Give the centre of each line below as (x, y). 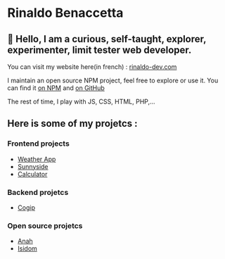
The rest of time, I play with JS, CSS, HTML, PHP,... (82, 101)
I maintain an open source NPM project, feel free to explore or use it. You (113, 80)
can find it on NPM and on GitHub (56, 88)
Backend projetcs (38, 192)
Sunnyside (33, 166)
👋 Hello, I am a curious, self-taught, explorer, (107, 39)
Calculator (32, 174)
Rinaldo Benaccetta (65, 13)
